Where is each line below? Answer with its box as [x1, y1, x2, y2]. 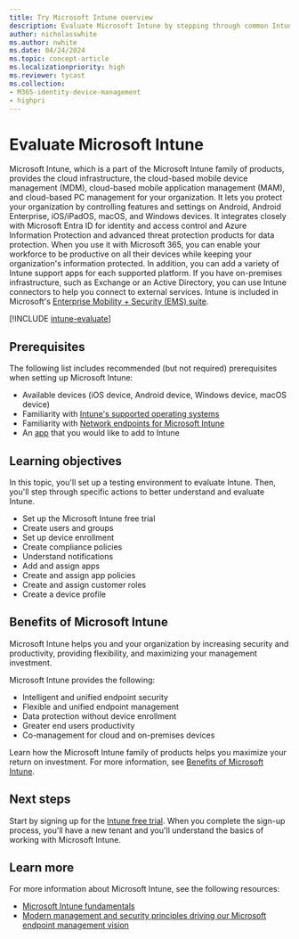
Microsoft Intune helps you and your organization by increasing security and [9, 638, 289, 649]
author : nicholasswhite [9, 29, 98, 38]
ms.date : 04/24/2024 [9, 46, 86, 55]
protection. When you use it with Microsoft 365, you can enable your [9, 240, 261, 250]
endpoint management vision [21, 919, 129, 931]
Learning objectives [9, 453, 123, 469]
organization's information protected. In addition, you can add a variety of [9, 258, 280, 269]
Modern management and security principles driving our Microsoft [21, 910, 267, 921]
